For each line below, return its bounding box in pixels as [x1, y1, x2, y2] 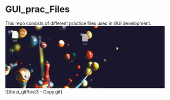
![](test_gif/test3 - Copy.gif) [5, 89, 63, 95]
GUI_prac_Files [5, 4, 70, 15]
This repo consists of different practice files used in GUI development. [5, 20, 152, 26]
